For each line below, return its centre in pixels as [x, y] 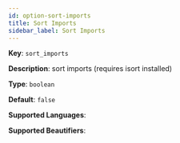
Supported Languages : [47, 115]
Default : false [32, 100]
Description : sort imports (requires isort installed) [90, 69]
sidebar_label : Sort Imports [57, 30]
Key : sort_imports [38, 54]
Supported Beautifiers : [47, 131]
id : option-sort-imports [50, 16]
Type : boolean [32, 84]
